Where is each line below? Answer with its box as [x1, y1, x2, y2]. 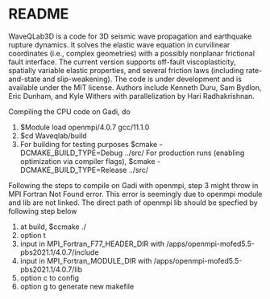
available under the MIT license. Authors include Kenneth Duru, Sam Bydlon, [8, 82, 262, 92]
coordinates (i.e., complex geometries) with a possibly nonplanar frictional [8, 48, 255, 58]
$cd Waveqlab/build [19, 130, 87, 141]
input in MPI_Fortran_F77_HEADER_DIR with [19, 239, 165, 248]
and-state [8, 74, 41, 84]
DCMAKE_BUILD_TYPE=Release [19, 165, 127, 174]
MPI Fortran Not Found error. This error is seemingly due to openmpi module [8, 189, 263, 199]
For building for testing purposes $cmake [19, 139, 158, 149]
